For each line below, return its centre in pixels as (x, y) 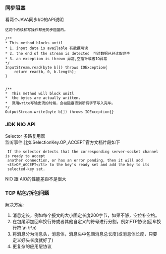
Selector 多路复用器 (25, 136)
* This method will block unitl (40, 94)
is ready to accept (25, 156)
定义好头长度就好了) (33, 240)
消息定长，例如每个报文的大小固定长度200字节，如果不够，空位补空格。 (86, 215)
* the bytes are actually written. (43, 98)
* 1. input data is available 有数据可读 (47, 48)
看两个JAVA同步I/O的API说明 (34, 20)
